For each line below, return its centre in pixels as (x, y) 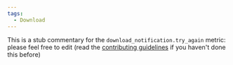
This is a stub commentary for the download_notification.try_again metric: (116, 39)
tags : (15, 13)
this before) (24, 54)
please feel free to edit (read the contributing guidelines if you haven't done (116, 47)
